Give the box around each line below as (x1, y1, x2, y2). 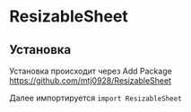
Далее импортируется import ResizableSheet (9, 92, 182, 103)
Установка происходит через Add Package (9, 65, 172, 76)
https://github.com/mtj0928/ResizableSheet (9, 75, 172, 86)
